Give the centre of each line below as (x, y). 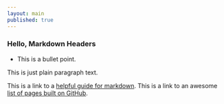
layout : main (26, 13)
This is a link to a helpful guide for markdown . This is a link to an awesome (112, 85)
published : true (30, 20)
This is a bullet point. (46, 59)
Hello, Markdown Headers (52, 44)
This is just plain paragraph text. (53, 72)
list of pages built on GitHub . (47, 93)
